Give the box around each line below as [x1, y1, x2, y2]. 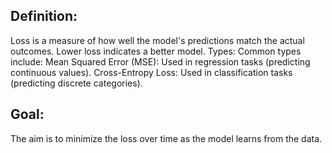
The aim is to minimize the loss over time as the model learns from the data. [10, 132, 323, 144]
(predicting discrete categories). [10, 77, 143, 89]
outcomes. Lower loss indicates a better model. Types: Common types [10, 45, 302, 57]
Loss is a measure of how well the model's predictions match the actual [10, 34, 305, 46]
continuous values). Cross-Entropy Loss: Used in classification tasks [10, 66, 293, 78]
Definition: [10, 8, 78, 25]
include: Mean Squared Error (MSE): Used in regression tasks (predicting [10, 55, 311, 68]
